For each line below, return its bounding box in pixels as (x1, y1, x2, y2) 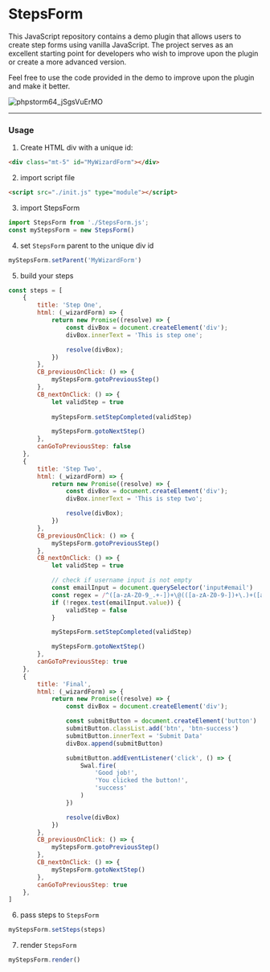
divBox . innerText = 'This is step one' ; (65, 331, 203, 339)
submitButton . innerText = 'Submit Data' (65, 731, 203, 740)
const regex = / (51, 591, 106, 599)
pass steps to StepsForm (19, 910, 100, 920)
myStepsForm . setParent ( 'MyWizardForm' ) (8, 256, 142, 264)
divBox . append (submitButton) (65, 739, 163, 748)
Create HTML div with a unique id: (19, 142, 133, 153)
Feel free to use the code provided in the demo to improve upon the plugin (8, 72, 255, 82)
